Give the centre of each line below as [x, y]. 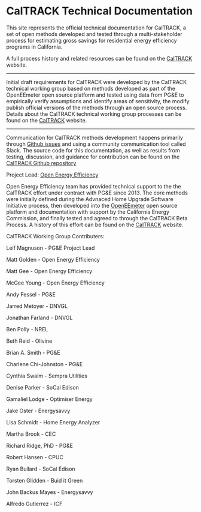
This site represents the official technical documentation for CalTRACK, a [96, 28]
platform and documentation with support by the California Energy [88, 212]
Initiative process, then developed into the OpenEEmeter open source [92, 205]
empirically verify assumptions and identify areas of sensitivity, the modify [98, 101]
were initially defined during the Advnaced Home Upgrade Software [90, 199]
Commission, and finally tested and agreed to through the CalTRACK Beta [97, 218]
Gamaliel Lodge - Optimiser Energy [49, 399]
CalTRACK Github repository [41, 163]
